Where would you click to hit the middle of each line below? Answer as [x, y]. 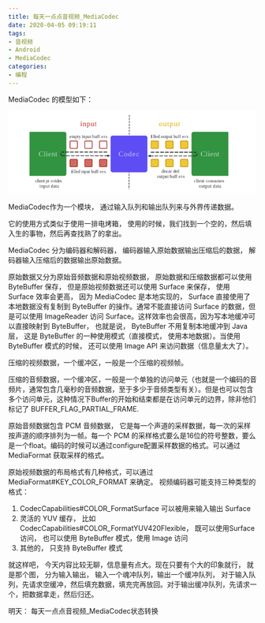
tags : [17, 33]
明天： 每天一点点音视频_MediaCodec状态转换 [84, 611]
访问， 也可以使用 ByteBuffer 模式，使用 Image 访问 [104, 538]
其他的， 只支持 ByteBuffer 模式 [71, 548]
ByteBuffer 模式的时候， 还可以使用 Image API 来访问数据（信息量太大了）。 [131, 346]
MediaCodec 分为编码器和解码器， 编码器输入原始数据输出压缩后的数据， [127, 250]
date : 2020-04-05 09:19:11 [52, 25]
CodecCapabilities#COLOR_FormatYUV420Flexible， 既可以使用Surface [137, 528]
